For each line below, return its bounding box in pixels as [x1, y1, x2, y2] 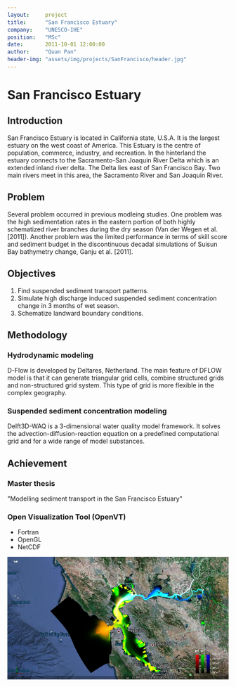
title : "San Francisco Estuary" [7, 18, 118, 26]
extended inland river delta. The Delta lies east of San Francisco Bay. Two [7, 163, 221, 172]
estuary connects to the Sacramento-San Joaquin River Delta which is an [7, 155, 219, 165]
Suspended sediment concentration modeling [7, 406, 167, 416]
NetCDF [17, 543, 41, 551]
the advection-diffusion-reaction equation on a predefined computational [7, 430, 219, 438]
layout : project [7, 11, 68, 18]
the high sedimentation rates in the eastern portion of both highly [7, 217, 196, 226]
